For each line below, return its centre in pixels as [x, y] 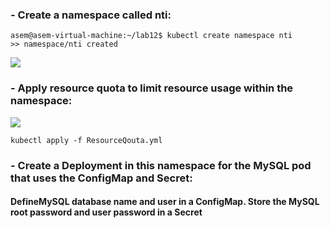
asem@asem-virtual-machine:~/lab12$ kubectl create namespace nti [151, 36]
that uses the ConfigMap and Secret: [101, 178]
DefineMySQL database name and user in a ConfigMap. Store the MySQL [165, 202]
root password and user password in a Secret [106, 212]
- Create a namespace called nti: [91, 15]
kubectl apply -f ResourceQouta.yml [86, 140]
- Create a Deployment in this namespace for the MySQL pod [161, 165]
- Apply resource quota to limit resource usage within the [152, 88]
